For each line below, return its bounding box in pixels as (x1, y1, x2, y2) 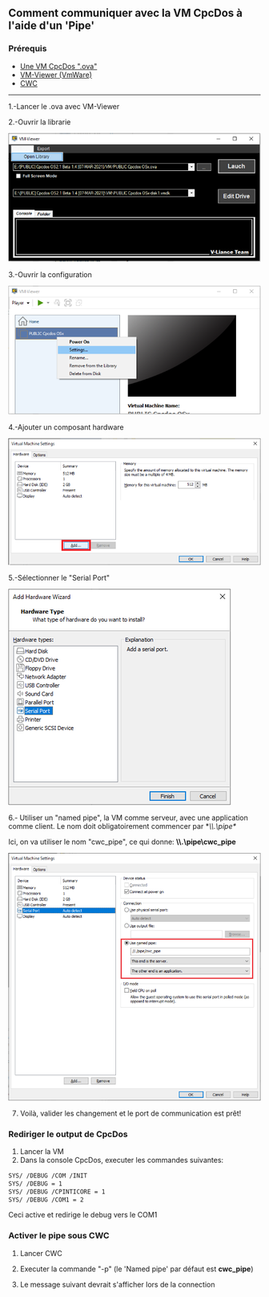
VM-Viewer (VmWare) (19, 70, 92, 80)
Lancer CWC (19, 1248, 62, 1258)
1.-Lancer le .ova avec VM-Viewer (8, 101, 120, 111)
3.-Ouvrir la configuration (8, 270, 92, 279)
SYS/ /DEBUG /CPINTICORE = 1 (8, 1188, 106, 1196)
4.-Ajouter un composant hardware (8, 422, 124, 432)
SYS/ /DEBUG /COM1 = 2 (8, 1196, 84, 1204)
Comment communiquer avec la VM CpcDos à (8, 6, 243, 20)
